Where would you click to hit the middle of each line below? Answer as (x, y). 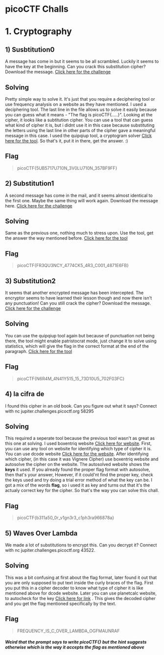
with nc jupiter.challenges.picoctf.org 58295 (49, 411)
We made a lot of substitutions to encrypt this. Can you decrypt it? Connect (81, 545)
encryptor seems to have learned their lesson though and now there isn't (79, 298)
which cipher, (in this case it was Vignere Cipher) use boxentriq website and (82, 459)
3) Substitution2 (30, 281)
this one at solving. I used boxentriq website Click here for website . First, (78, 443)
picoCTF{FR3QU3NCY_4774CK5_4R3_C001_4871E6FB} (73, 266)
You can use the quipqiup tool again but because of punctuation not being (80, 335)
